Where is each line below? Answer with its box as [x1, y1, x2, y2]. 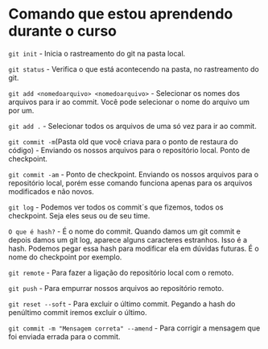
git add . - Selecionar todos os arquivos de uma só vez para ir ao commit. [8, 121, 258, 131]
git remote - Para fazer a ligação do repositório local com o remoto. [8, 268, 234, 277]
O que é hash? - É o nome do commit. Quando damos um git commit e [8, 226, 241, 236]
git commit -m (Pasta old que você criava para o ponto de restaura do [8, 136, 239, 146]
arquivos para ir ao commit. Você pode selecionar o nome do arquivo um [8, 97, 249, 106]
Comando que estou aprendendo [8, 5, 233, 23]
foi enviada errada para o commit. [8, 331, 121, 341]
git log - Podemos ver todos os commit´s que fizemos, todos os [8, 202, 224, 212]
